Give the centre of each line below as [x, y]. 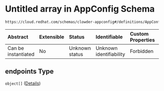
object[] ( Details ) [23, 83]
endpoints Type [30, 72]
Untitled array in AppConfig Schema [80, 9]
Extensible [51, 36]
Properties [143, 40]
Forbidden [142, 51]
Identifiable [109, 36]
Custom [139, 34]
